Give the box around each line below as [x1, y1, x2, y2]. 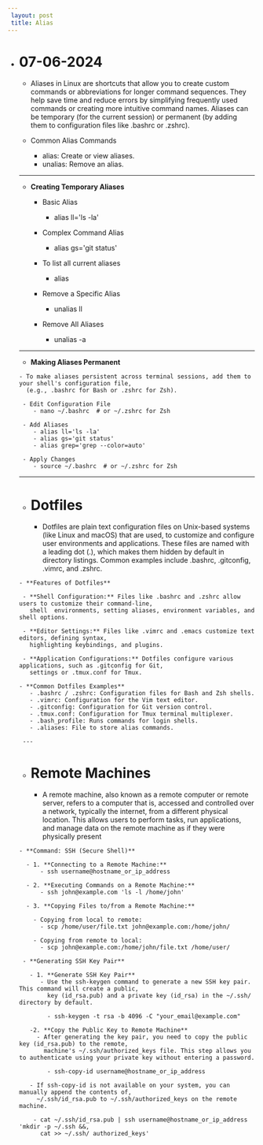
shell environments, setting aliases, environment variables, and [29, 607, 255, 615]
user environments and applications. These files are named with [42, 539, 250, 548]
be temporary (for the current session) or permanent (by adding [30, 112, 237, 122]
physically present [42, 832, 102, 842]
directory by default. [18, 998, 93, 1007]
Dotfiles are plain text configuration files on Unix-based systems [42, 522, 250, 532]
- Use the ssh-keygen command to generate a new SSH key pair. [39, 978, 252, 986]
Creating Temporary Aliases [30, 182, 125, 191]
